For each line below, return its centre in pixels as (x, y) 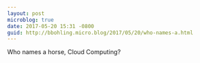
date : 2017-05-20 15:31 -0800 (51, 26)
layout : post (26, 13)
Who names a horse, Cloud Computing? (64, 52)
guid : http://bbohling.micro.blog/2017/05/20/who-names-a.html (100, 33)
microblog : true (30, 20)
